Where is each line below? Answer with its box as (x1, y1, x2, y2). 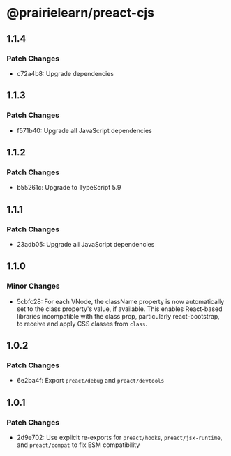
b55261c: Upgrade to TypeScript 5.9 (16, 183, 121, 192)
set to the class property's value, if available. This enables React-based (16, 305, 223, 313)
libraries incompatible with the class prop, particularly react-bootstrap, (16, 312, 221, 320)
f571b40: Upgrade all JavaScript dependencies (16, 126, 153, 135)
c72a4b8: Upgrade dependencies (16, 69, 114, 77)
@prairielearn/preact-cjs (6, 5, 155, 21)
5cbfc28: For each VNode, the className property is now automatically (16, 297, 225, 305)
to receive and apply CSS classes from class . (16, 319, 148, 328)
